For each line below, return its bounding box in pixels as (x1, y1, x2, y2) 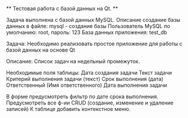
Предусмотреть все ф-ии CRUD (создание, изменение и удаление (6, 99, 174, 106)
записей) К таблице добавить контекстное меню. (6, 106, 131, 112)
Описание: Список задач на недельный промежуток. (6, 58, 140, 65)
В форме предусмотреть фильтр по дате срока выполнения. (6, 93, 159, 100)
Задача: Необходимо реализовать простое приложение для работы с (6, 41, 183, 47)
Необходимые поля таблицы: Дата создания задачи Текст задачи (6, 69, 172, 76)
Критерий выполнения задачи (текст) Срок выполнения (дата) (6, 76, 164, 82)
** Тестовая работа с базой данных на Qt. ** (6, 5, 118, 12)
